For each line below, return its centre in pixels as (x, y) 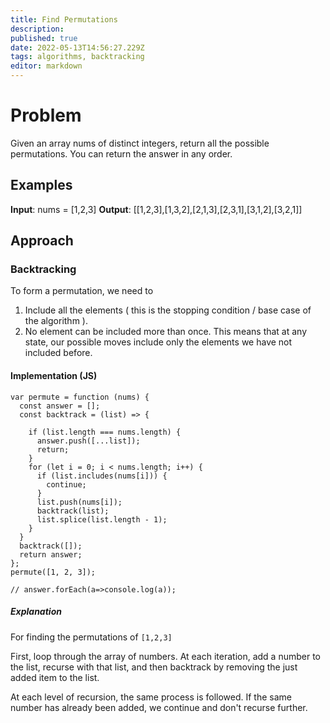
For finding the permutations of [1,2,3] (91, 637)
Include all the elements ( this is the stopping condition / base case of (168, 310)
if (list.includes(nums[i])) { (102, 476)
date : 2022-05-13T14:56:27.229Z (77, 47)
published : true (44, 38)
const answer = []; (60, 406)
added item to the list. (55, 677)
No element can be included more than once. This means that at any (166, 332)
